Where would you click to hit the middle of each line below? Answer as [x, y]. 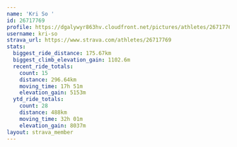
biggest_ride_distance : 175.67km [62, 54]
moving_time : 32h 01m [51, 119]
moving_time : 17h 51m [51, 86]
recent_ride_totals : [43, 66]
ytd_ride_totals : [39, 100]
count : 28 [34, 106]
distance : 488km [44, 112]
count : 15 [34, 73]
